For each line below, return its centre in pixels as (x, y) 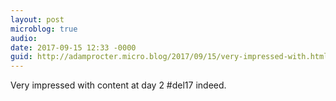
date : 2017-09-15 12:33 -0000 (73, 47)
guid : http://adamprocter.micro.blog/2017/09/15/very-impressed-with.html (169, 57)
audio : (24, 38)
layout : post (37, 19)
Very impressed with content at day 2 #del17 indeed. (118, 85)
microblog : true (44, 29)
